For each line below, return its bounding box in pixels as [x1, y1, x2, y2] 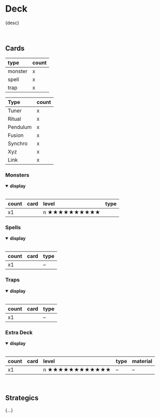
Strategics [5, 394, 39, 402]
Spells [5, 224, 21, 231]
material [132, 357, 152, 364]
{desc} [5, 20, 19, 26]
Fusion [8, 132, 24, 139]
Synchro [8, 140, 28, 147]
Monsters [5, 171, 30, 178]
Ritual [8, 115, 21, 122]
